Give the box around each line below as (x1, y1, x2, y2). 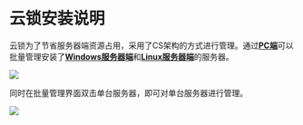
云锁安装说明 (9, 8, 106, 29)
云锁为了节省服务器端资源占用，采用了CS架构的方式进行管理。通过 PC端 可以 (9, 40, 294, 51)
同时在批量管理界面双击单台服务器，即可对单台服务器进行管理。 (9, 87, 248, 98)
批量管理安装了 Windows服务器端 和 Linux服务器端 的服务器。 (9, 51, 234, 62)
